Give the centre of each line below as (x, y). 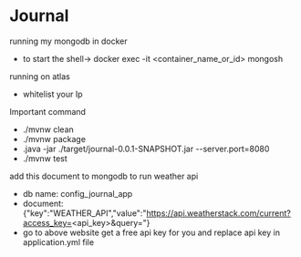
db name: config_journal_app (78, 193)
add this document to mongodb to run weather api (104, 176)
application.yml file (58, 242)
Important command (48, 111)
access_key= (47, 222)
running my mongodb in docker (68, 41)
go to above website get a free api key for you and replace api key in (151, 232)
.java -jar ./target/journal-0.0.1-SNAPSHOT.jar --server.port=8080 (146, 149)
